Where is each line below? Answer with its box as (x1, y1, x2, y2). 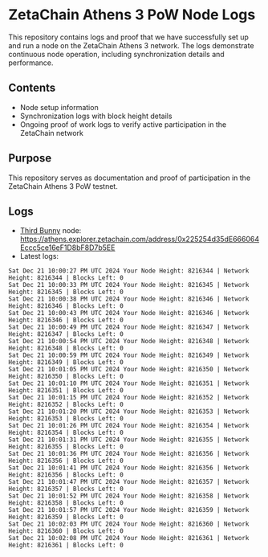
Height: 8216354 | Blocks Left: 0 (8, 428, 124, 437)
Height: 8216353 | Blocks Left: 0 (8, 415, 124, 423)
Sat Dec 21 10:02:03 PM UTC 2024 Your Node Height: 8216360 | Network (8, 520, 250, 528)
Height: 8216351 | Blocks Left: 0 (8, 387, 124, 395)
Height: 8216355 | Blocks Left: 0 (8, 443, 124, 451)
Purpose (8, 151, 52, 166)
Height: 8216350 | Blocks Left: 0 (8, 372, 124, 381)
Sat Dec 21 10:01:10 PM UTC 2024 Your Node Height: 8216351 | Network (8, 379, 250, 387)
